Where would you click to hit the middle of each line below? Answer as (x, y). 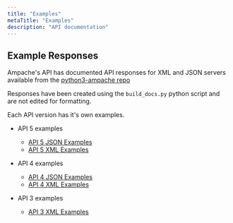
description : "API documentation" (58, 27)
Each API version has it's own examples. (66, 115)
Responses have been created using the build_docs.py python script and (114, 94)
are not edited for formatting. (49, 101)
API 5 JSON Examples (60, 143)
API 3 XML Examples (59, 212)
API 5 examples (40, 128)
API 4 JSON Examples (60, 177)
